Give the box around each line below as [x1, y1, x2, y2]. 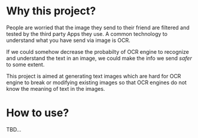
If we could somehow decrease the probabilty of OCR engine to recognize [6, 48, 190, 55]
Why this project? [6, 4, 96, 18]
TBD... [6, 125, 22, 133]
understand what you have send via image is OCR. [6, 36, 130, 44]
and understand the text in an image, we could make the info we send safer [6, 54, 193, 62]
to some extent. [6, 61, 45, 68]
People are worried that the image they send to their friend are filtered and [6, 24, 190, 31]
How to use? [6, 106, 69, 120]
